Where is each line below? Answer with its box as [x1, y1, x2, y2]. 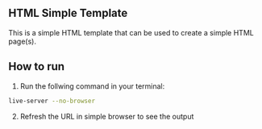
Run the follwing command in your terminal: [19, 81, 165, 91]
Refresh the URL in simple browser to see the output [19, 111, 194, 121]
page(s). [8, 36, 36, 46]
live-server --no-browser [8, 97, 95, 105]
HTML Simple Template [8, 6, 128, 20]
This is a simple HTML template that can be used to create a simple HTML [8, 27, 254, 37]
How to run [8, 60, 65, 73]
